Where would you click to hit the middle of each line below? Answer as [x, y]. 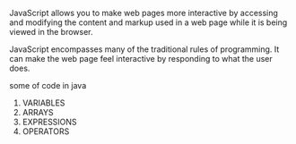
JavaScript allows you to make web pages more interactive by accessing [144, 13]
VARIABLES [44, 103]
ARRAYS [38, 112]
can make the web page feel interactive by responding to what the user [141, 59]
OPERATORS [46, 131]
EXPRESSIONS [50, 122]
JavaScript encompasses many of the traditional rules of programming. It [144, 49]
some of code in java [48, 85]
